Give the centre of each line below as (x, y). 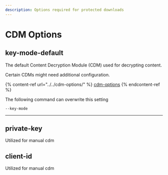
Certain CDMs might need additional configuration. (57, 74)
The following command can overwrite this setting (57, 99)
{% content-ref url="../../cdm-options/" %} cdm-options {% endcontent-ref (82, 84)
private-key (24, 129)
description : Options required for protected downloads (64, 10)
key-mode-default (34, 53)
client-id (19, 156)
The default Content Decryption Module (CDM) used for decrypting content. (84, 65)
